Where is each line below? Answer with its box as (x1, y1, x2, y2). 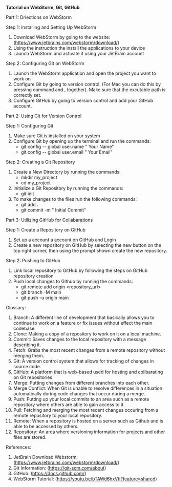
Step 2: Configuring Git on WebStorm (6, 60, 84, 66)
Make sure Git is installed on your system (13, 133, 100, 139)
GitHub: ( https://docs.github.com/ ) (13, 471, 87, 476)
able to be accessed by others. (13, 424, 79, 429)
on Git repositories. (13, 374, 54, 380)
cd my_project (20, 180, 51, 186)
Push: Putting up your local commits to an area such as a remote (13, 396, 149, 402)
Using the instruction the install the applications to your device (13, 45, 145, 51)
